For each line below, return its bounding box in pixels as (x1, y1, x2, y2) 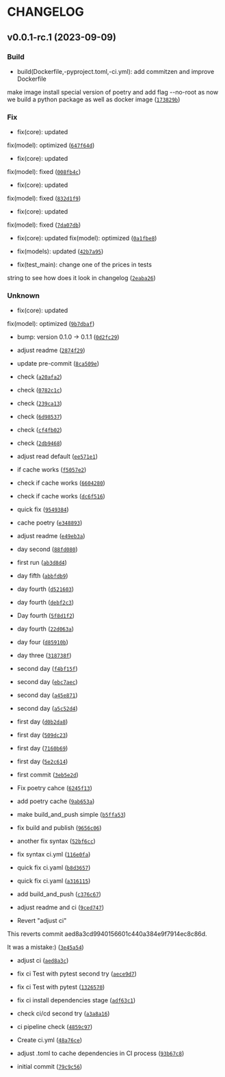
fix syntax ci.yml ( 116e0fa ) (16, 850, 91, 859)
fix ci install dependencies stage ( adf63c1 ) (16, 996, 136, 1004)
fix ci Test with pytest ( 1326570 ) (16, 983, 105, 991)
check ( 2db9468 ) (16, 439, 63, 447)
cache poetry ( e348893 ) (16, 518, 83, 527)
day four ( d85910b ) (16, 638, 68, 646)
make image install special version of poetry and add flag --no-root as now (7, 88, 219, 96)
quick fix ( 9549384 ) (16, 505, 70, 514)
